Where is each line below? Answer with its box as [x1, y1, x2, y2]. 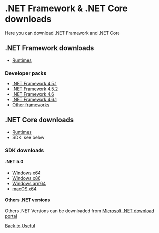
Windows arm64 [12, 180, 46, 186]
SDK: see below [12, 134, 45, 140]
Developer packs [5, 70, 47, 77]
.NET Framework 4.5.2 [12, 86, 58, 92]
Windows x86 [12, 175, 40, 181]
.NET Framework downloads [5, 44, 94, 52]
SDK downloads [5, 147, 44, 154]
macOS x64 [12, 186, 37, 192]
